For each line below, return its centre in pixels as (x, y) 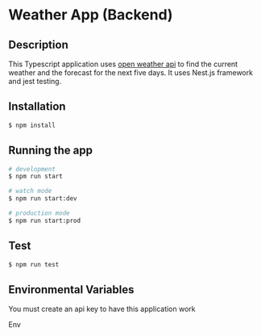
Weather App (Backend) (91, 15)
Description (38, 45)
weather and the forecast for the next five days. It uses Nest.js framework (131, 73)
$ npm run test (34, 264)
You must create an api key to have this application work (102, 309)
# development (32, 169)
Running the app (50, 151)
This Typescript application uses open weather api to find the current (123, 64)
